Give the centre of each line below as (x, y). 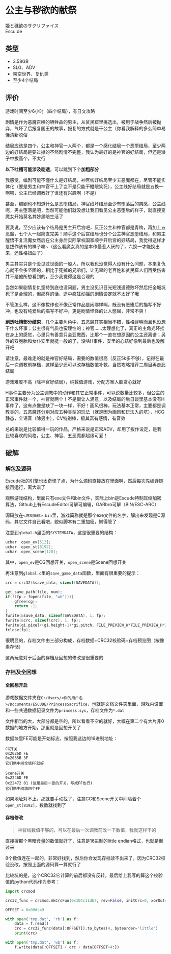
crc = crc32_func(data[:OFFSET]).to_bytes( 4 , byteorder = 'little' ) (86, 928)
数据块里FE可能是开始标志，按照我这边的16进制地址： (62, 738)
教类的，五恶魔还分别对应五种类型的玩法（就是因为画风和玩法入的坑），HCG (85, 412)
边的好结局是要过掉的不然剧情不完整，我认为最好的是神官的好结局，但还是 (83, 152)
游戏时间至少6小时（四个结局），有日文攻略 (50, 111)
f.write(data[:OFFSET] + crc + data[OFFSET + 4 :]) (67, 947)
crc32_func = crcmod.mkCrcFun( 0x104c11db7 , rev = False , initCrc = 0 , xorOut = (86, 900)
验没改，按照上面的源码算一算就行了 (43, 864)
